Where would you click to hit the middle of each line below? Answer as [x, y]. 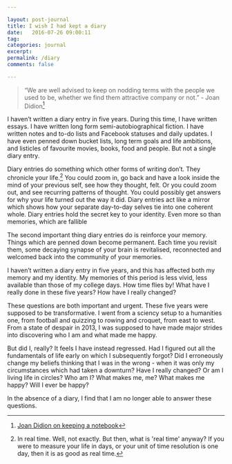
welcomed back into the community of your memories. [85, 257]
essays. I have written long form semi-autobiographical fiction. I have [106, 127]
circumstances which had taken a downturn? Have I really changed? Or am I [115, 370]
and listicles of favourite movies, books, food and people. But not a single [112, 148]
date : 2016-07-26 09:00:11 [49, 32]
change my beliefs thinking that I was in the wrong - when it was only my [111, 363]
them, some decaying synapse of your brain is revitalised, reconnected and [115, 250]
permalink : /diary [33, 58]
